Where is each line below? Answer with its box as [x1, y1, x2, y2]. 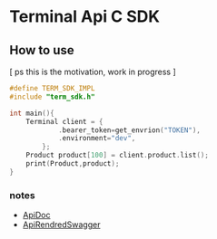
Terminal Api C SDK [9, 6, 161, 27]
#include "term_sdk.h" [9, 92, 95, 101]
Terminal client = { [25, 117, 104, 126]
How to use [9, 43, 74, 58]
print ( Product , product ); [25, 159, 120, 168]
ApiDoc [22, 210, 51, 221]
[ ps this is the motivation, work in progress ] [9, 66, 177, 77]
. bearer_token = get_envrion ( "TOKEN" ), [57, 125, 202, 135]
